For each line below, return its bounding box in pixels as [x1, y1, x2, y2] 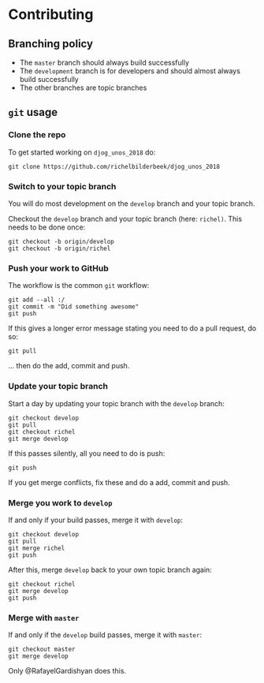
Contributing [8, 6, 94, 24]
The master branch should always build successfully [19, 58, 190, 67]
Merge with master [8, 612, 80, 623]
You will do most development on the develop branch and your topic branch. [8, 199, 255, 208]
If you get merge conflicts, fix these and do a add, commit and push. [8, 477, 230, 487]
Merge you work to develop [8, 497, 113, 508]
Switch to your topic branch [8, 181, 117, 192]
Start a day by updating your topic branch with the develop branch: [8, 398, 225, 408]
